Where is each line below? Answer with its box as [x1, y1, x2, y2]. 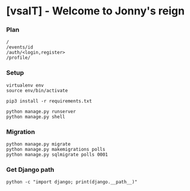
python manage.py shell [6, 114, 66, 120]
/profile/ [6, 55, 31, 61]
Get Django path [6, 166, 55, 174]
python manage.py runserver [6, 108, 76, 114]
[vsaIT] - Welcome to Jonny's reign [6, 4, 185, 18]
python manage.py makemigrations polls [6, 147, 106, 153]
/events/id [6, 44, 33, 50]
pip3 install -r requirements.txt [6, 98, 93, 104]
